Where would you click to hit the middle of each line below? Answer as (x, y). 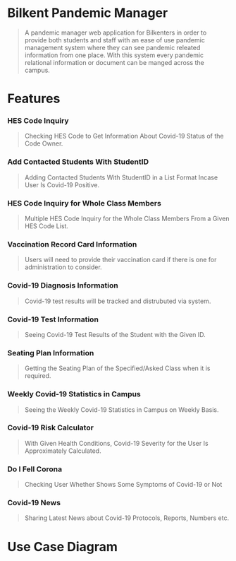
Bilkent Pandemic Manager (88, 13)
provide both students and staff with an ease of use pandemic (115, 40)
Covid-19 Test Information (53, 319)
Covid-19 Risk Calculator (50, 427)
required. (38, 376)
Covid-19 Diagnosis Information (63, 285)
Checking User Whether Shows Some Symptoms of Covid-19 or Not (123, 485)
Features (34, 99)
